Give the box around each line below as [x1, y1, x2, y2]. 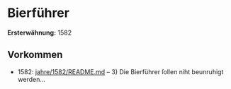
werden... [17, 75, 46, 83]
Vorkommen [7, 49, 63, 61]
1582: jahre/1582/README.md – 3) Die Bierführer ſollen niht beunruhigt [17, 67, 224, 76]
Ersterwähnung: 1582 [7, 28, 72, 37]
